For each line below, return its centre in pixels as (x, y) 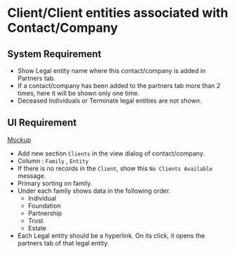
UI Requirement (42, 123)
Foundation (44, 205)
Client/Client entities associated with (118, 13)
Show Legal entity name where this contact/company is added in (112, 71)
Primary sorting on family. (55, 183)
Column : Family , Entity (53, 160)
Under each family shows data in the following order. (94, 191)
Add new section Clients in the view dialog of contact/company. (111, 153)
